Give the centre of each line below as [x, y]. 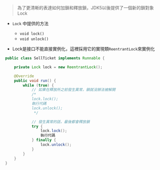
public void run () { [35, 81]
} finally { [44, 140]
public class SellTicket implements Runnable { [55, 58]
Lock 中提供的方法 [30, 23]
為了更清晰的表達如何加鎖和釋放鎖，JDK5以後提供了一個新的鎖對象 [85, 8]
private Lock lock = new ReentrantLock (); [58, 67]
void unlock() [34, 39]
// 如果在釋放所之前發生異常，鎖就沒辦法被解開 [74, 90]
